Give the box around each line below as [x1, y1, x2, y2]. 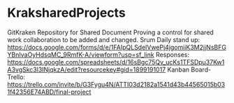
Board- [191, 65, 212, 74]
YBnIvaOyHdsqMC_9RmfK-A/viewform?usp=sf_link [7, 50, 155, 59]
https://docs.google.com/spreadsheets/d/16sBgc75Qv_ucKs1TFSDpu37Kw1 [7, 57, 225, 66]
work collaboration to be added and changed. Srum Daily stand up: [7, 35, 200, 43]
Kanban [167, 65, 190, 74]
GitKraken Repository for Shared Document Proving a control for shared [7, 28, 214, 36]
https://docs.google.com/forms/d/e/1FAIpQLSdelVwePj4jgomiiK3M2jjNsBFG [7, 43, 227, 51]
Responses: [156, 50, 190, 59]
